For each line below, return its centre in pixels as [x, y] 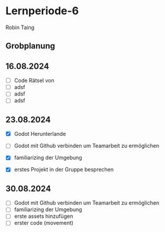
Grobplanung [30, 46]
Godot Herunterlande [40, 134]
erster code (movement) [44, 223]
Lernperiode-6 [42, 11]
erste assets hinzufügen [43, 216]
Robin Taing [20, 27]
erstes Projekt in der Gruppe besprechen [64, 170]
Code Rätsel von [34, 81]
